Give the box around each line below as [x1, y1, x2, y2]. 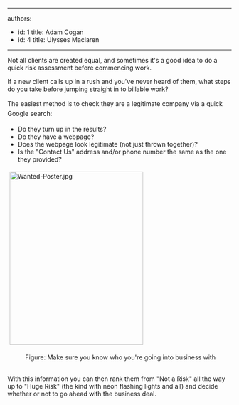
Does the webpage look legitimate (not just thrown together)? [17, 140, 198, 148]
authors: [7, 14, 32, 22]
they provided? [17, 154, 62, 164]
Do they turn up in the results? [17, 125, 107, 133]
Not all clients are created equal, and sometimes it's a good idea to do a [7, 56, 218, 64]
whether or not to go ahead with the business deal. [7, 389, 156, 398]
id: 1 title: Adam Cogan [17, 28, 84, 36]
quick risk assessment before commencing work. [7, 63, 152, 72]
